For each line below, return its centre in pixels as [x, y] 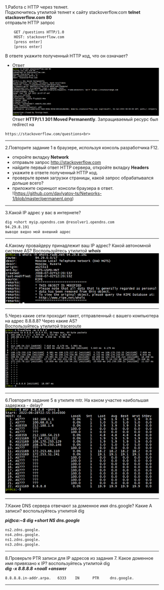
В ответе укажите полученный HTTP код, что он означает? [66, 56]
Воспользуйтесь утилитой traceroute [43, 326]
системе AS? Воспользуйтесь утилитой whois [53, 251]
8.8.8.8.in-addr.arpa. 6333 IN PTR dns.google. [70, 578]
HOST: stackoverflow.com [39, 37]
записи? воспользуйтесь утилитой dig [45, 511]
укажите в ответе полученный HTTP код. [55, 173]
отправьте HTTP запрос [30, 22]
